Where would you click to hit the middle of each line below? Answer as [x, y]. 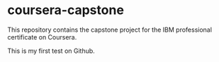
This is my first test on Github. [51, 51]
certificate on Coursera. [42, 37]
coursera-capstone [66, 10]
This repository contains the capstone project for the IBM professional [110, 30]
